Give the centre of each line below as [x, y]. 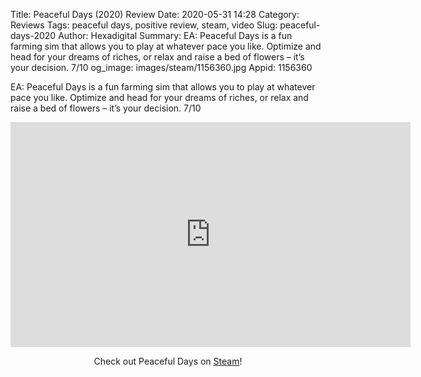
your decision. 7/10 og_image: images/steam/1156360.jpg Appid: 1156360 [161, 67]
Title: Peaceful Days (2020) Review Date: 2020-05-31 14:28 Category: [155, 14]
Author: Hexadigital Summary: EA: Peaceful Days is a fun [175, 35]
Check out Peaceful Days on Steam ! [168, 361]
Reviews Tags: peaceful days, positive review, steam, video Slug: [144, 25]
